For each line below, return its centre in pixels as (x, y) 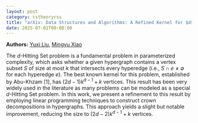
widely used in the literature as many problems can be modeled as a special (98, 88)
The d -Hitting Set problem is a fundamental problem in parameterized (91, 56)
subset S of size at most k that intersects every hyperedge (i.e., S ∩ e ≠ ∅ (95, 69)
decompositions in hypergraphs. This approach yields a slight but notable (95, 107)
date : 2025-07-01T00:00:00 (39, 28)
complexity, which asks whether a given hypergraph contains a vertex (91, 62)
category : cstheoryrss (34, 17)
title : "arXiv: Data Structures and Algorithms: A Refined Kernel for (95, 22)
